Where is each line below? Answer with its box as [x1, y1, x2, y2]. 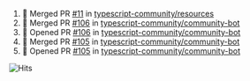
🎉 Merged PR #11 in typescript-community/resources [21, 9, 215, 18]
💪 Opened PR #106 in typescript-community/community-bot [21, 27, 241, 37]
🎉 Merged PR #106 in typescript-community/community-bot [21, 18, 240, 28]
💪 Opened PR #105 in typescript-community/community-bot [21, 46, 241, 56]
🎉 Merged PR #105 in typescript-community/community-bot [21, 36, 240, 47]
